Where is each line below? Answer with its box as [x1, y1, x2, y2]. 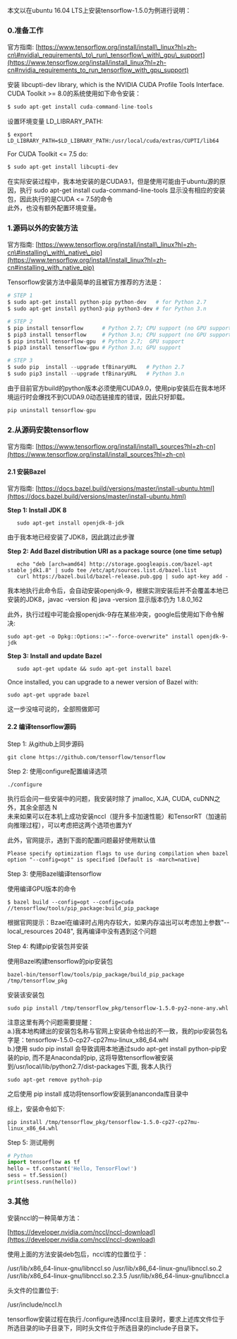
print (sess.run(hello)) [7, 1179, 78, 1186]
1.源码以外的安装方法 [7, 223, 78, 233]
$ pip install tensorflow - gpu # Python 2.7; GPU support [7, 338, 185, 345]
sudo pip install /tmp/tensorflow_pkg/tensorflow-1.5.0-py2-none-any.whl [7, 1005, 229, 1012]
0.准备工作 [7, 25, 44, 35]
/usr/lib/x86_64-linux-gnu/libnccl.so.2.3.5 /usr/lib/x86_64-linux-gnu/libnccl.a [7, 1272, 229, 1280]
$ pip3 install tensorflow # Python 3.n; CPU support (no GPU [7, 331, 207, 338]
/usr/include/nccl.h [7, 1300, 62, 1309]
